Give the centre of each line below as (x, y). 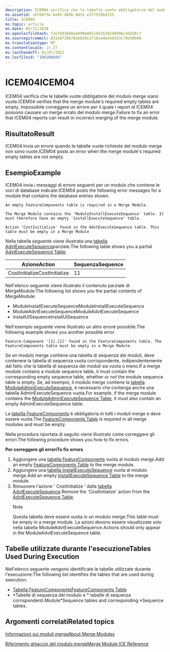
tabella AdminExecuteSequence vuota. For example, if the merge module (81, 393)
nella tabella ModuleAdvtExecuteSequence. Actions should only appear (87, 527)
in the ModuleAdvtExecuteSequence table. (57, 533)
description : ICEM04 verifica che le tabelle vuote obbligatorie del (80, 10)
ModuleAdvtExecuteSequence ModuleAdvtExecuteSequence (76, 311)
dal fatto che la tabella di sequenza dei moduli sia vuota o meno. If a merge (83, 366)
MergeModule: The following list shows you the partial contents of (74, 291)
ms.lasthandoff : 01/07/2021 (35, 52)
